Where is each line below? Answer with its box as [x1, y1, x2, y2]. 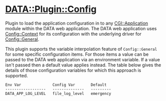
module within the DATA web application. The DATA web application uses [5, 25, 157, 31]
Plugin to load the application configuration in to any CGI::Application [5, 20, 148, 26]
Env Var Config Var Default [5, 82, 107, 87]
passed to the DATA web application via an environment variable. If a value [5, 56, 160, 62]
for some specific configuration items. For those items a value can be [5, 51, 149, 57]
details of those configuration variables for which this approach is [5, 67, 141, 73]
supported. [5, 72, 28, 78]
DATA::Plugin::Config [5, 4, 97, 15]
